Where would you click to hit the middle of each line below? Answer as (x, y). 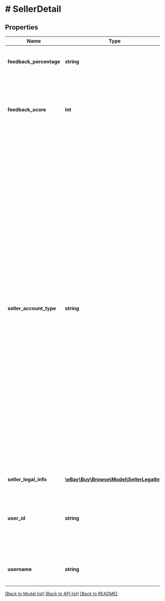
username (20, 569)
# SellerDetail (33, 9)
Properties (22, 27)
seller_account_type (32, 308)
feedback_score (27, 110)
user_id (16, 518)
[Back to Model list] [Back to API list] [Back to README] (61, 594)
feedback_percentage (34, 62)
